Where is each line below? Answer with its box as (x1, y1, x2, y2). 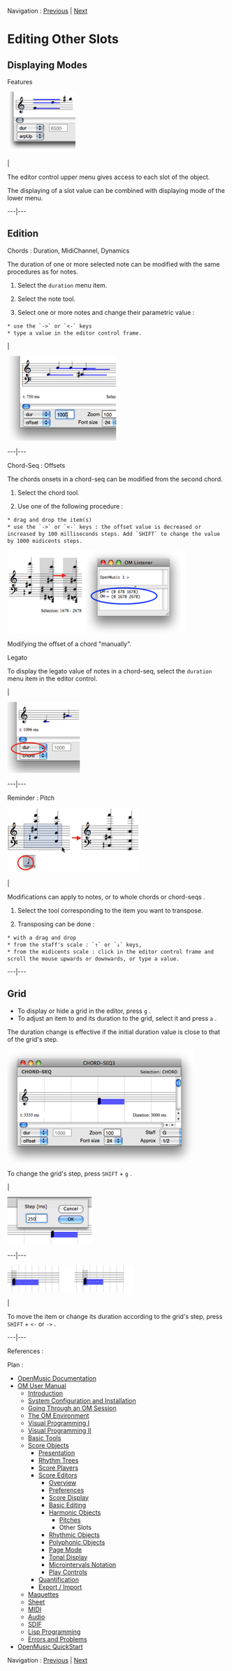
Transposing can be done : (17, 920, 95, 928)
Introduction (27, 1389, 64, 1397)
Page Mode (48, 1545, 82, 1554)
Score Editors (38, 1470, 78, 1479)
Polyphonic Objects (48, 1538, 106, 1546)
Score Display (48, 1493, 89, 1501)
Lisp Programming (27, 1628, 81, 1636)
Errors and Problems (27, 1635, 87, 1643)
